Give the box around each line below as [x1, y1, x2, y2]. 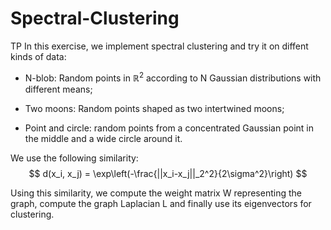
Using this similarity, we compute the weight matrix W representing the [10, 187, 302, 199]
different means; [24, 83, 93, 95]
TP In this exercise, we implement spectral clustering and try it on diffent [10, 40, 309, 52]
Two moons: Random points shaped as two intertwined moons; [24, 102, 285, 114]
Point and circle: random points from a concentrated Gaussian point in [24, 122, 314, 134]
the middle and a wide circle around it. [24, 132, 183, 144]
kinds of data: [10, 50, 67, 62]
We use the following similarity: [10, 152, 139, 164]
